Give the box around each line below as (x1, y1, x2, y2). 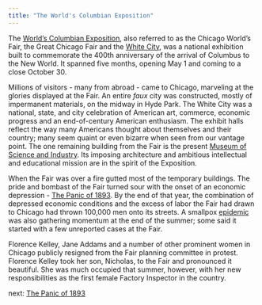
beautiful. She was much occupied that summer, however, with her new (8, 265, 241, 274)
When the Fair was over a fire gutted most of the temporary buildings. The (8, 173, 251, 183)
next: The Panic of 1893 (8, 288, 85, 298)
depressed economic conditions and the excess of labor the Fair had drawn (8, 199, 255, 208)
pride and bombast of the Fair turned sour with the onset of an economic (8, 181, 246, 191)
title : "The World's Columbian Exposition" (8, 11, 154, 20)
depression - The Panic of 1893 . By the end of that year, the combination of (8, 190, 254, 200)
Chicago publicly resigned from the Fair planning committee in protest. (8, 247, 239, 257)
